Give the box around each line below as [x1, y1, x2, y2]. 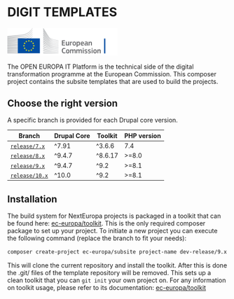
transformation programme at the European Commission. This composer [7, 69, 217, 78]
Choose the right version [7, 97, 118, 109]
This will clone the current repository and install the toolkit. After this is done [7, 261, 228, 270]
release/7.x [10, 143, 46, 151]
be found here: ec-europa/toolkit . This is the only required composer [7, 219, 206, 228]
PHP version [124, 131, 161, 140]
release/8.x [10, 153, 46, 160]
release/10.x [10, 172, 48, 179]
